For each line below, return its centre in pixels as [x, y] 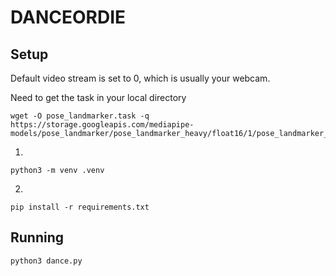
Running [37, 237]
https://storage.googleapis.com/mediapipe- [102, 125]
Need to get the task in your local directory [98, 97]
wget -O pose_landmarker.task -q [80, 116]
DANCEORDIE [68, 17]
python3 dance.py [46, 261]
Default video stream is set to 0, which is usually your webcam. [140, 78]
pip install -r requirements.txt [80, 207]
